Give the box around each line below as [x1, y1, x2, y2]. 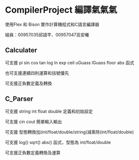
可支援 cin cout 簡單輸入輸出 [5, 119, 62, 124]
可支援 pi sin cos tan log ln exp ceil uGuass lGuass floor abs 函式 [5, 59, 135, 66]
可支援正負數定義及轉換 [5, 80, 52, 86]
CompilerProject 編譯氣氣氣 [5, 4, 118, 16]
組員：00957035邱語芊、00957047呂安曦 [5, 32, 89, 37]
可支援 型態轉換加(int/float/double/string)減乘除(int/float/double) [5, 129, 134, 135]
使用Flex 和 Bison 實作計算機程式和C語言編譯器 [5, 21, 100, 27]
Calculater [5, 46, 37, 54]
